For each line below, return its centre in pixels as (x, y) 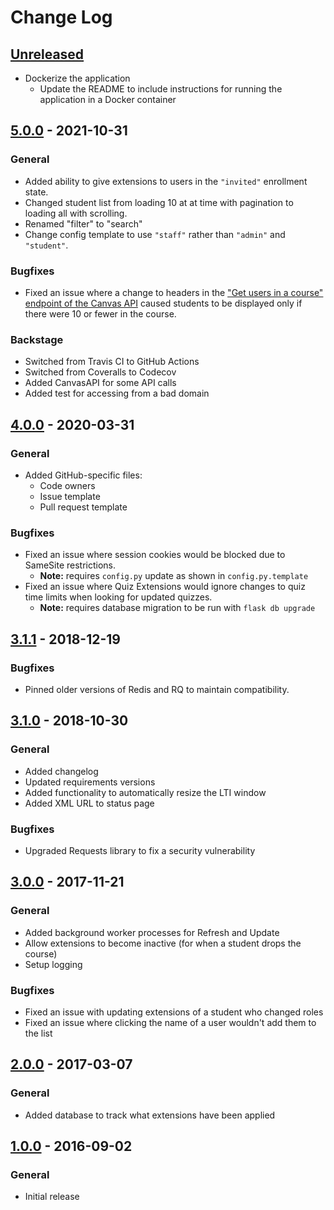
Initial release (52, 1197)
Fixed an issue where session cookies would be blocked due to (155, 555)
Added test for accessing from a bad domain (117, 393)
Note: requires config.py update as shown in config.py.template (174, 576)
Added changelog (61, 771)
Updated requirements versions (90, 782)
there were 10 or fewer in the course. (100, 313)
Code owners (67, 485)
